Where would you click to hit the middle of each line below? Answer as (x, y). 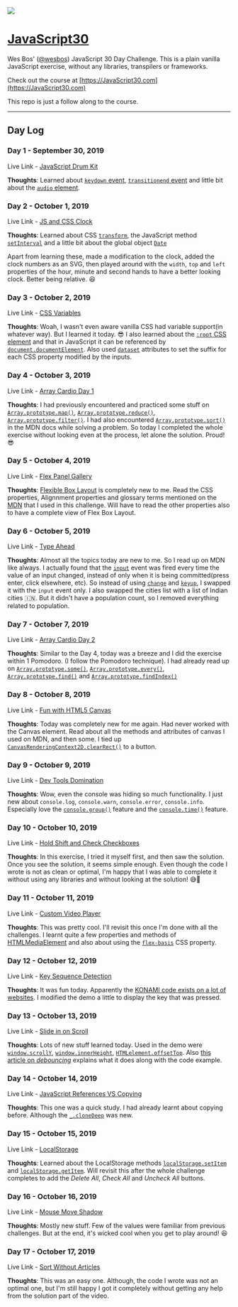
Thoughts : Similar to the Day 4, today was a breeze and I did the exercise (114, 653)
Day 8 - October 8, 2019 (49, 695)
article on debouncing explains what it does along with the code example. (115, 1060)
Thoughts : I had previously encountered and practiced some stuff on (108, 404)
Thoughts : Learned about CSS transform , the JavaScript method (102, 235)
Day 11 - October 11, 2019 (51, 898)
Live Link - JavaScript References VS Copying (75, 1094)
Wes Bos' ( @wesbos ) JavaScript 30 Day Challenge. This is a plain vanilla (114, 59)
